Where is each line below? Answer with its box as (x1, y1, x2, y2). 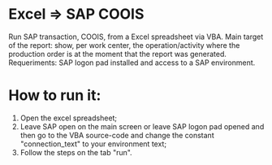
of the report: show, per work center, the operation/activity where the (8, 40, 240, 50)
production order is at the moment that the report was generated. (8, 49, 227, 59)
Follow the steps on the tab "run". (19, 147, 132, 157)
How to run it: (8, 86, 101, 105)
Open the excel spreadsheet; (19, 113, 118, 123)
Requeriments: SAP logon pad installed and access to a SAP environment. (8, 58, 256, 67)
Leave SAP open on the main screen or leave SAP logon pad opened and (19, 121, 265, 131)
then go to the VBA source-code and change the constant (19, 130, 214, 140)
